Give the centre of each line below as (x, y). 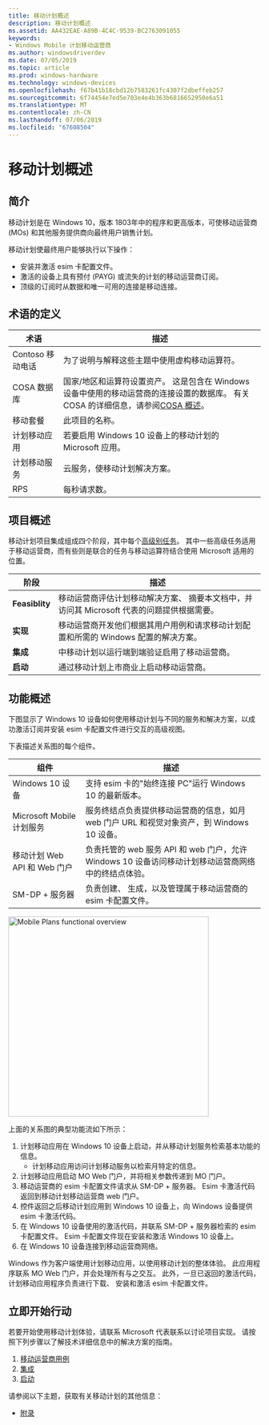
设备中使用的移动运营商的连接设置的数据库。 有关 (156, 393)
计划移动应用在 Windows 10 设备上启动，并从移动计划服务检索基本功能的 (140, 1146)
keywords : (25, 38)
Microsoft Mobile (44, 816)
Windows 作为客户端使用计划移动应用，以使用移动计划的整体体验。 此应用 (131, 1263)
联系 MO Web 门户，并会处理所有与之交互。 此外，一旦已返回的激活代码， (137, 1274)
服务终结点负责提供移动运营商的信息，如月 (165, 811)
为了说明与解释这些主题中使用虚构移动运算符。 (151, 360)
